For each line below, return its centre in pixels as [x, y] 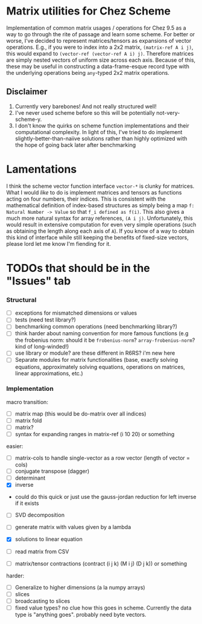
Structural [21, 300]
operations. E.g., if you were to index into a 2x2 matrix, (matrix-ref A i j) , [100, 47]
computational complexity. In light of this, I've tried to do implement [99, 132]
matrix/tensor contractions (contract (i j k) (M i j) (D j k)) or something [101, 564]
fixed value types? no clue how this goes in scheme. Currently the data [103, 608]
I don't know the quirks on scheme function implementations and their [102, 126]
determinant [30, 478]
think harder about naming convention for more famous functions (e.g [102, 333]
